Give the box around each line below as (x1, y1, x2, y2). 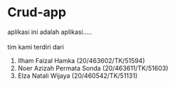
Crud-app (7, 4, 66, 21)
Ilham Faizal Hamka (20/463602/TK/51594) (17, 56, 146, 64)
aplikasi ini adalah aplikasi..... (7, 28, 92, 36)
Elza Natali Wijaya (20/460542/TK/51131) (17, 71, 138, 80)
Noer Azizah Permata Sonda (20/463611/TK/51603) (17, 64, 169, 72)
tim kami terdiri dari (7, 42, 64, 51)
